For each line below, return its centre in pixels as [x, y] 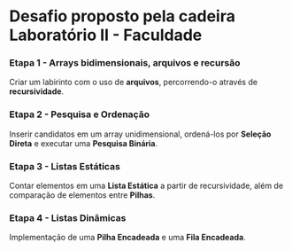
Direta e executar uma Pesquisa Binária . [84, 143]
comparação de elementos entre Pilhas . [82, 195]
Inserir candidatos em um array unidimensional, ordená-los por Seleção [140, 134]
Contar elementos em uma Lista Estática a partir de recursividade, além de [146, 186]
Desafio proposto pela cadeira [123, 16]
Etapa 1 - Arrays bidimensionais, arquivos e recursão [125, 63]
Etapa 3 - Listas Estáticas [65, 166]
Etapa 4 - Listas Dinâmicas [68, 218]
